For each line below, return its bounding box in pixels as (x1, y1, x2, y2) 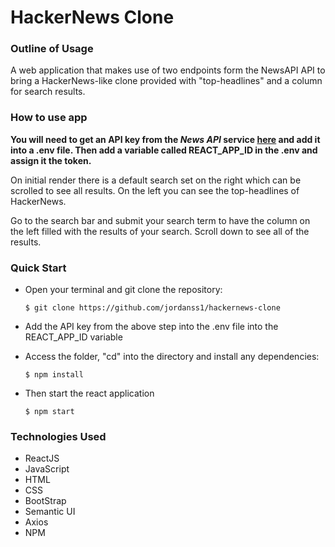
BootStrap (24, 495, 67, 507)
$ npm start (24, 407, 75, 417)
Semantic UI (24, 506, 76, 518)
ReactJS (24, 452, 60, 465)
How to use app (10, 111, 88, 125)
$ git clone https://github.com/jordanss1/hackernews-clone (24, 303, 281, 313)
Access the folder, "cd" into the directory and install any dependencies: (24, 351, 320, 363)
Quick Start (10, 261, 67, 275)
